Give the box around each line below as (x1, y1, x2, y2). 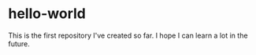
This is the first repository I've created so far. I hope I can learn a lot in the (8, 31, 248, 40)
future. (8, 38, 30, 48)
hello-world (8, 5, 87, 23)
